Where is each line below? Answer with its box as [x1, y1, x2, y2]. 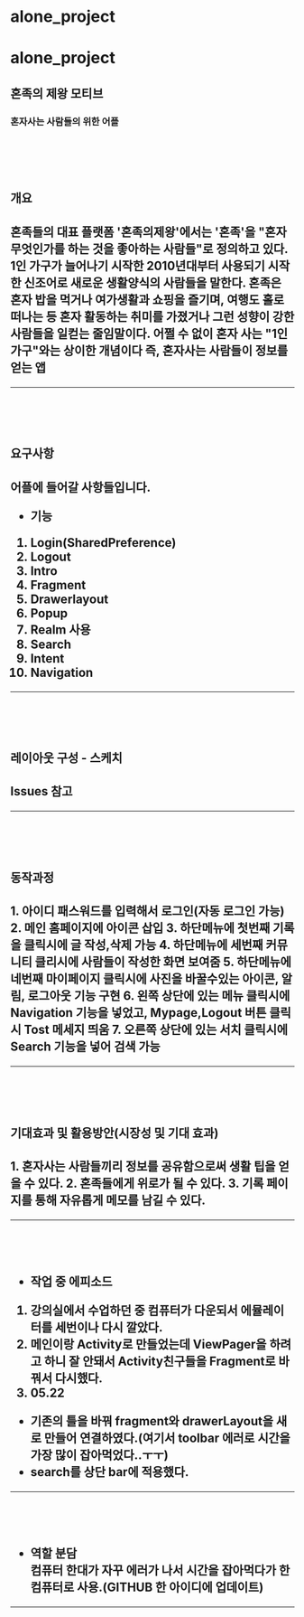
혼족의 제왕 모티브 [10, 86, 104, 101]
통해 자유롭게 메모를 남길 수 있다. [34, 1192, 206, 1208]
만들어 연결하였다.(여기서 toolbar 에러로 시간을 [43, 1430, 291, 1445]
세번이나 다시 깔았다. [54, 1320, 163, 1335]
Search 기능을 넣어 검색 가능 [10, 1039, 161, 1055]
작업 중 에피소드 [30, 1274, 113, 1289]
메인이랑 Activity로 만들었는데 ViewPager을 [30, 1336, 267, 1352]
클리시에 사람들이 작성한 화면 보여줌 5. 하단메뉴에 [34, 954, 292, 970]
